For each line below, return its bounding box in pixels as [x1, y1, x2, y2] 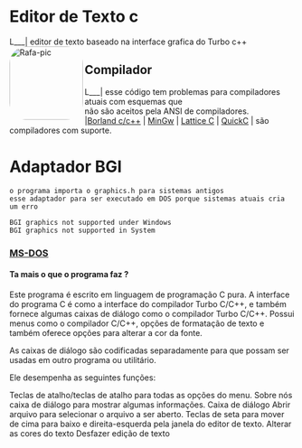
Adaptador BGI [9, 156, 122, 177]
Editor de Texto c [9, 6, 138, 27]
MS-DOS [9, 247, 49, 259]
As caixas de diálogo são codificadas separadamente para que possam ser [9, 345, 289, 356]
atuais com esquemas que [84, 96, 183, 107]
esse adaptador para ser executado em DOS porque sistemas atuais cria [9, 194, 285, 203]
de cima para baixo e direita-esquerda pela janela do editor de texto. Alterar [9, 418, 292, 429]
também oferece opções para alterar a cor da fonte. [9, 327, 203, 338]
